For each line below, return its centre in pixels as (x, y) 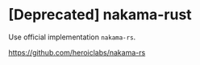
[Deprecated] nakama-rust (100, 15)
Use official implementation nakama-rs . (72, 37)
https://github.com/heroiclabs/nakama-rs (77, 52)
